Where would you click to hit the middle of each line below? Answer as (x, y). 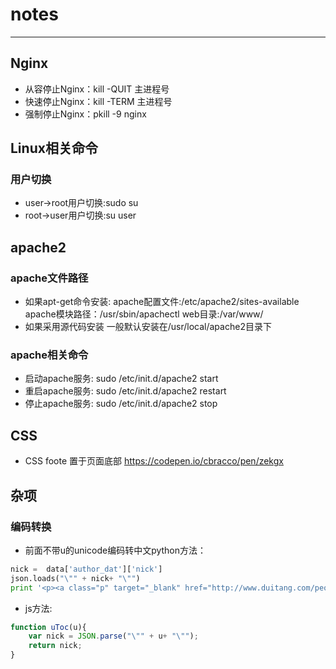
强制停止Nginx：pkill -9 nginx (85, 114)
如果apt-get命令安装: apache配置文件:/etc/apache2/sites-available (162, 302)
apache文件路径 (49, 278)
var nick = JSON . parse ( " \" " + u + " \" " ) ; (113, 636)
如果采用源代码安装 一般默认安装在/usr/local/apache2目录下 (148, 327)
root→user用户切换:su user (80, 215)
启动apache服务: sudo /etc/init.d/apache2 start (121, 379)
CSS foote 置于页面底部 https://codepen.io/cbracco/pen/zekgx (154, 461)
